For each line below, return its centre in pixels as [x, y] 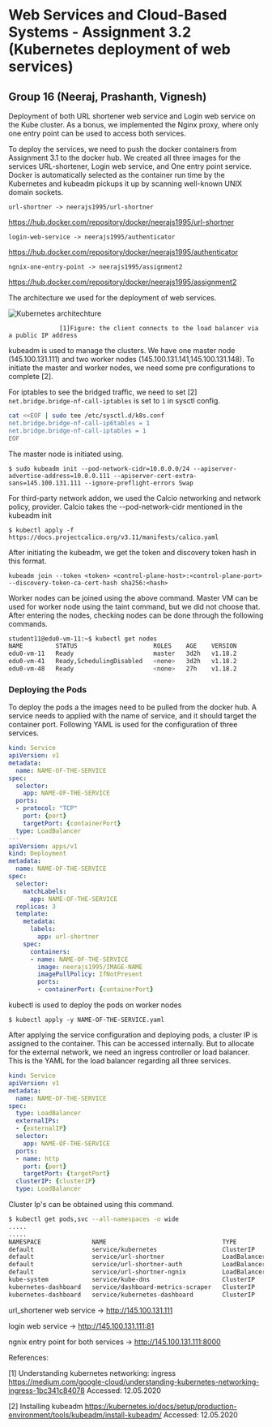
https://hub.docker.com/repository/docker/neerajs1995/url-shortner [121, 222]
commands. [28, 623]
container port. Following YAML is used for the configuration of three [123, 725]
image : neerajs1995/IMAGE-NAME [90, 967]
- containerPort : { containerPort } [96, 989]
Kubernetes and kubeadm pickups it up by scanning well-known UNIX [125, 183]
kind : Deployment [38, 854]
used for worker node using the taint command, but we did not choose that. [134, 606]
